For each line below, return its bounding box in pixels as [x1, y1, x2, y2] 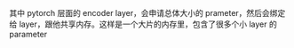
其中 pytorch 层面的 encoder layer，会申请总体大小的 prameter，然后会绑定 [9, 8, 286, 18]
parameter [9, 29, 48, 39]
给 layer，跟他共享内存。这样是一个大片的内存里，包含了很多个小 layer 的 [9, 19, 277, 29]
